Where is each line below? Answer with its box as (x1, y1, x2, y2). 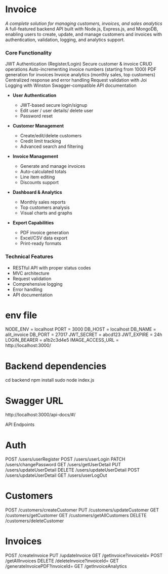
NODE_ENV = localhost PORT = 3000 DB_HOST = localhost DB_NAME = (5, 326, 156, 333)
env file (5, 309, 37, 321)
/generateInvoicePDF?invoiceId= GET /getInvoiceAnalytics (5, 563, 128, 569)
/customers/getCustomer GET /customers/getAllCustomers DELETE (5, 512, 147, 519)
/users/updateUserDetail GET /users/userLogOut (5, 472, 107, 478)
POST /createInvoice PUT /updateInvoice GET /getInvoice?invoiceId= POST (5, 553, 163, 559)
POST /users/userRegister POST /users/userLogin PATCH (5, 456, 125, 462)
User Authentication (12, 93, 57, 99)
